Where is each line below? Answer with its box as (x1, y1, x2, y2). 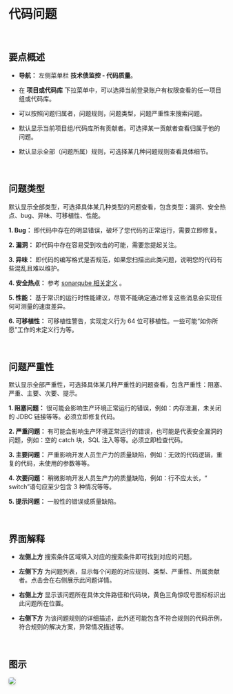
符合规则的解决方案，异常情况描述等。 (18, 623, 128, 631)
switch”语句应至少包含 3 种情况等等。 (8, 482, 116, 491)
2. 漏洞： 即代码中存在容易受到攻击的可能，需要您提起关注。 (8, 240, 181, 249)
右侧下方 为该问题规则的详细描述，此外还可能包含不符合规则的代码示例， (18, 614, 226, 623)
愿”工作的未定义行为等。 (8, 325, 79, 334)
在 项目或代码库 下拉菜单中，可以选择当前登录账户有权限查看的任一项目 (18, 86, 222, 94)
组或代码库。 (18, 94, 55, 102)
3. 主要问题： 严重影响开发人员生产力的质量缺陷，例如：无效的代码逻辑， (8, 450, 217, 459)
